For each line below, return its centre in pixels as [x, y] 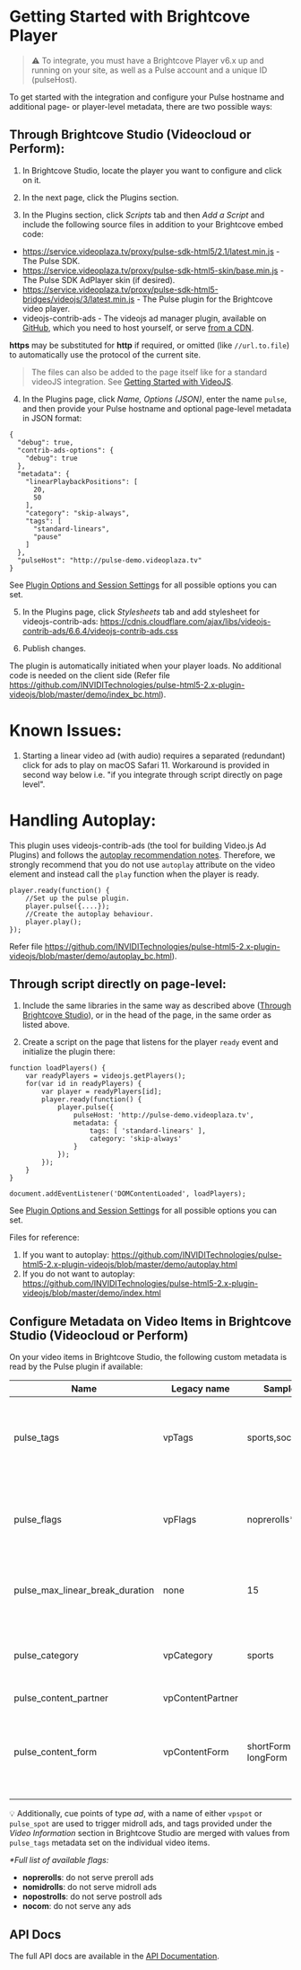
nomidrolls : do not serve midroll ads [89, 1887]
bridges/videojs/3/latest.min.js [78, 299]
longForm [267, 1758]
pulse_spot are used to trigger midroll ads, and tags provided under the [141, 1824]
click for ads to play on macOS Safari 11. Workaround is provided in [146, 764]
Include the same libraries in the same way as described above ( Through [157, 1006]
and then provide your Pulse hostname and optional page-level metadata [157, 408]
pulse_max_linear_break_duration [84, 1590]
